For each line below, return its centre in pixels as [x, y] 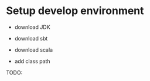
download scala [34, 50]
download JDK [33, 27]
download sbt [31, 38]
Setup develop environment [75, 11]
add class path [33, 61]
